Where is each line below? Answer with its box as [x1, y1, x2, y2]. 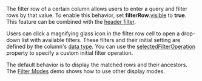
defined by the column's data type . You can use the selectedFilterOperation [6, 43, 196, 50]
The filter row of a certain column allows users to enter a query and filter [6, 5, 188, 12]
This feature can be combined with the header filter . [6, 18, 136, 25]
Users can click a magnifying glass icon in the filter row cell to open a [6, 30, 180, 37]
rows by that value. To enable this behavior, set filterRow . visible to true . [6, 12, 187, 19]
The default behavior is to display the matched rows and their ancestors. [6, 61, 188, 68]
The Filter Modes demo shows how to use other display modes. [6, 68, 166, 75]
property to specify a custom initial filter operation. [6, 49, 133, 57]
